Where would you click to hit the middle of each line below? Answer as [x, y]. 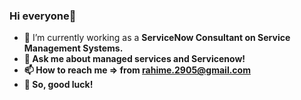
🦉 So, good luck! [58, 85]
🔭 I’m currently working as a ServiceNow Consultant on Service [157, 38]
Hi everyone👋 [43, 16]
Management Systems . [73, 48]
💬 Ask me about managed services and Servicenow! [134, 59]
